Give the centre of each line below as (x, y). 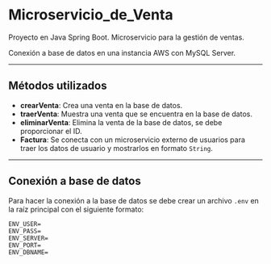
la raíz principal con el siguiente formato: (76, 209)
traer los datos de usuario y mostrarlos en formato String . (117, 148)
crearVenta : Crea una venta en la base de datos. (101, 105)
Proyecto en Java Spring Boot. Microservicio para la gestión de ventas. (126, 37)
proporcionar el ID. (51, 131)
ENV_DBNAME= (28, 252)
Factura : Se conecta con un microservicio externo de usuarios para (133, 140)
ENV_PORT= (25, 245)
